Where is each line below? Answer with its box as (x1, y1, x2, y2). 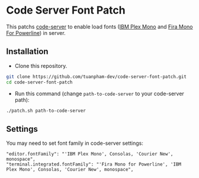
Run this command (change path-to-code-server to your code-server (14, 90, 185, 97)
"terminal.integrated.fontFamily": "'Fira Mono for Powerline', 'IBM (6, 161, 182, 167)
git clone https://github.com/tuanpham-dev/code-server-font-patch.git (6, 73, 187, 80)
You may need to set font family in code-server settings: (6, 140, 143, 147)
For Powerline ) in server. (6, 29, 66, 36)
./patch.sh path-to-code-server (6, 108, 86, 114)
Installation (6, 47, 49, 57)
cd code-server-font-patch (6, 79, 73, 85)
